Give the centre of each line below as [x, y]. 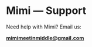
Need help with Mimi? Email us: [44, 27]
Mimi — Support [46, 11]
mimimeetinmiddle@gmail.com [45, 38]
